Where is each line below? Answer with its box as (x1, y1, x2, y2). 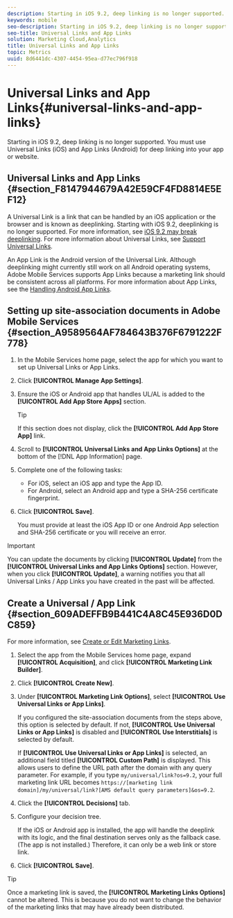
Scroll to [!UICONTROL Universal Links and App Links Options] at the (17, 445, 218, 453)
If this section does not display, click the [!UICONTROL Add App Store (17, 424, 219, 433)
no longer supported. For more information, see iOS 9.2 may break (7, 227, 198, 236)
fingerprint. (27, 494, 60, 503)
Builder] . (17, 666, 43, 674)
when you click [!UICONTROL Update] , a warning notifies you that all (7, 570, 205, 578)
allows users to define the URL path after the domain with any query (17, 763, 212, 772)
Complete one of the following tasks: (17, 466, 123, 474)
